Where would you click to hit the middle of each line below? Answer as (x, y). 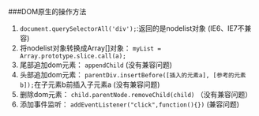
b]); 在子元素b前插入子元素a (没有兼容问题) (90, 84)
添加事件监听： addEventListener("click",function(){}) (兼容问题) (129, 104)
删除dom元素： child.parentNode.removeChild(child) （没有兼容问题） (136, 94)
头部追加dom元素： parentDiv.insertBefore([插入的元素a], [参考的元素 (133, 75)
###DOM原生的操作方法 (47, 11)
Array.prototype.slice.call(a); (73, 56)
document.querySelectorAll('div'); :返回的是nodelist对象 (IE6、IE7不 (132, 28)
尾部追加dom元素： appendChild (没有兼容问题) (96, 65)
